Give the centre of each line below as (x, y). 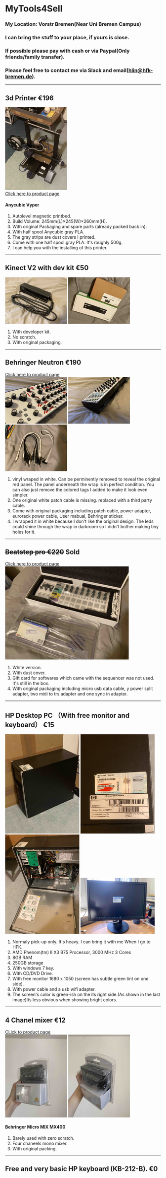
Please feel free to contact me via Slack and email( (67, 70)
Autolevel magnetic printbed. (42, 216)
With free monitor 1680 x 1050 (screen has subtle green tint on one (80, 979)
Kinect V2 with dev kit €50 (47, 268)
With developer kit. (31, 332)
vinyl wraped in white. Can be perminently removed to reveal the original (86, 479)
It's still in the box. (31, 684)
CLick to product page (28, 1032)
